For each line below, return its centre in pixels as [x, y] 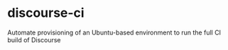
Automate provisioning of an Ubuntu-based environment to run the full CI [114, 32]
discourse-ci [46, 13]
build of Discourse [34, 39]
